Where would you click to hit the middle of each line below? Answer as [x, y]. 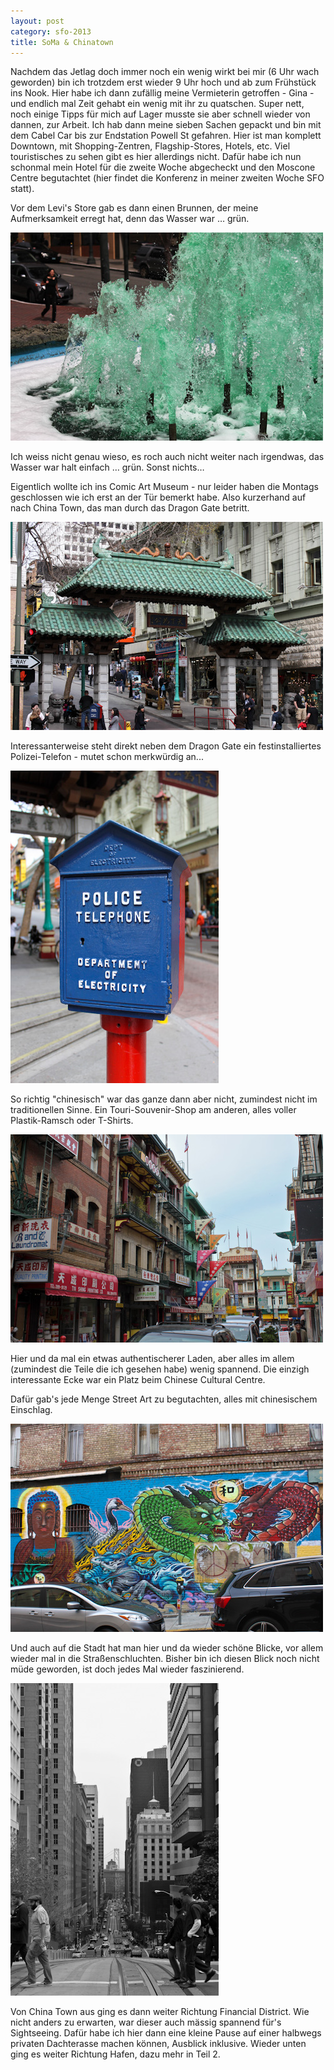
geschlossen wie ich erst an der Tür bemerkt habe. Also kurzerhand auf [158, 497]
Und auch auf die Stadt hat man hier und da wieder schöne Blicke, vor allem [167, 1648]
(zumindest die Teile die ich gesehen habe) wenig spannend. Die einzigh [160, 1369]
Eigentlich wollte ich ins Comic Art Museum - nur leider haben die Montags [164, 487]
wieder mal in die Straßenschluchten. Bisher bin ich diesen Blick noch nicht [165, 1659]
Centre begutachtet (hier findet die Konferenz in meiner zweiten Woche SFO [167, 178]
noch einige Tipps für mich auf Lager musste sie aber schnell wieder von [160, 114]
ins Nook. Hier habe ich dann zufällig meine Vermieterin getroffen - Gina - [162, 93]
